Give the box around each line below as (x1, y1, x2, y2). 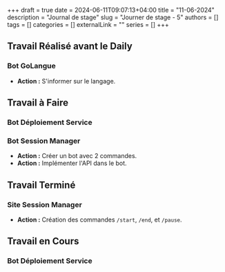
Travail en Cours (7, 235, 79, 247)
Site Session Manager (7, 200, 83, 209)
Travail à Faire (7, 97, 69, 109)
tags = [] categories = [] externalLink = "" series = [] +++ (7, 21, 169, 28)
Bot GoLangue (7, 61, 57, 71)
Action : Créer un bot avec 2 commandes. (17, 152, 137, 160)
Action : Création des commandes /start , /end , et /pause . (17, 215, 182, 224)
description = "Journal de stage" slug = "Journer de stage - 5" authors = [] (7, 13, 219, 21)
